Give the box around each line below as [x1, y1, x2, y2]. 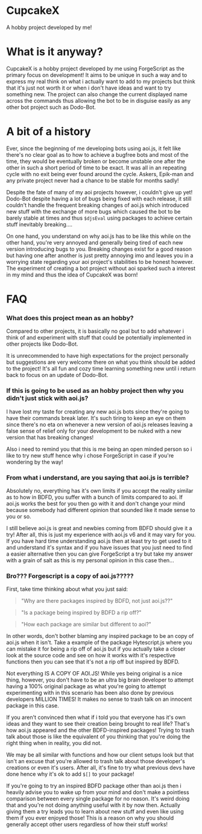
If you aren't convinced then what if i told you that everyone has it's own [6, 714, 186, 721]
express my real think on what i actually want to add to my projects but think [6, 77, 196, 85]
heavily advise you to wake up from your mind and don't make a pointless [6, 789, 189, 796]
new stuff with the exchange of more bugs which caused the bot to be [6, 208, 181, 215]
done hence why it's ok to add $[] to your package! [6, 770, 134, 778]
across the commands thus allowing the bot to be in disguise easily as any [6, 97, 191, 104]
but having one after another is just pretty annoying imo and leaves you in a [6, 252, 194, 259]
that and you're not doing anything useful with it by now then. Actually [6, 801, 181, 809]
